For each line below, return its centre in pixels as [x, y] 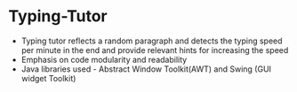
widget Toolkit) [48, 78]
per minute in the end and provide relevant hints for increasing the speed [155, 50]
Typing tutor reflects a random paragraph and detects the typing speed [152, 41]
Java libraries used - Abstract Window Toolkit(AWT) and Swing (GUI [146, 69]
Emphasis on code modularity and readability [104, 59]
